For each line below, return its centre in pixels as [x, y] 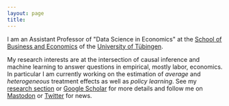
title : [16, 20]
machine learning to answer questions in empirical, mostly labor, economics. [115, 67]
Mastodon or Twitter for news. [50, 95]
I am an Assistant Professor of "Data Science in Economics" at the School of [114, 39]
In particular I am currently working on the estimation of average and [104, 74]
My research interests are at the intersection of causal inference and [104, 59]
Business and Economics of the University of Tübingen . [85, 46]
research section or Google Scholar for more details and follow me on [105, 88]
